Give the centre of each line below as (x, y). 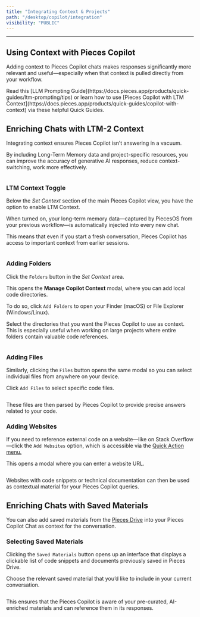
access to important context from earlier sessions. (68, 243)
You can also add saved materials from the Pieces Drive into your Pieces (95, 520)
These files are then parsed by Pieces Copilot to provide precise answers (96, 404)
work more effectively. (60, 167)
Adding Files (25, 357)
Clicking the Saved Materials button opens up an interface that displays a (96, 554)
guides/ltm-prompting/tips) (40, 97)
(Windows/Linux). (28, 312)
